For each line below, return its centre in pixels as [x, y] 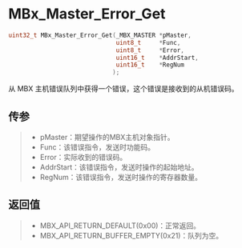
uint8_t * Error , [150, 50]
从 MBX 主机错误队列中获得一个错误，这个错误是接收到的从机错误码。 [123, 89]
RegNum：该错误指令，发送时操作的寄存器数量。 [121, 177]
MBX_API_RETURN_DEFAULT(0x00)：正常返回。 [120, 226]
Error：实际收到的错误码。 [83, 157]
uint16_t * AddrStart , [157, 58]
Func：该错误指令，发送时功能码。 [97, 147]
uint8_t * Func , [148, 42]
